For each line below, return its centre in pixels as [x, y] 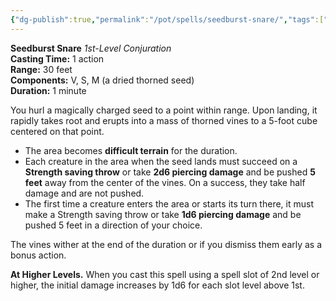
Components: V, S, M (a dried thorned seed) [102, 80]
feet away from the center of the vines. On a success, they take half [165, 182]
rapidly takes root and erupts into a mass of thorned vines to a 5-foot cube [164, 120]
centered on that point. [57, 131]
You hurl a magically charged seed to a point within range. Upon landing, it [164, 110]
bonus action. [38, 255]
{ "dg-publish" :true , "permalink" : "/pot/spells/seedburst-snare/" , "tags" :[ [167, 19]
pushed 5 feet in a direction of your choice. [113, 225]
